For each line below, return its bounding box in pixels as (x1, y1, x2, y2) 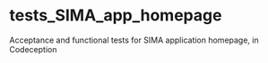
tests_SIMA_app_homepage (9, 5, 222, 26)
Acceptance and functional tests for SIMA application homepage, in (9, 35, 259, 45)
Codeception (9, 43, 57, 54)
